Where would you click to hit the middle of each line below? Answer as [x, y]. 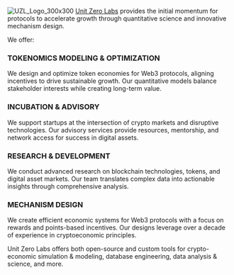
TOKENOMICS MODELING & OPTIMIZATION [84, 58]
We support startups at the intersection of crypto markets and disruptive [113, 122]
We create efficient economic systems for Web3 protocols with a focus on [116, 220]
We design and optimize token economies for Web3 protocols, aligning [111, 74]
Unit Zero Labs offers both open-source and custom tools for [96, 249]
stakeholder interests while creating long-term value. [84, 89]
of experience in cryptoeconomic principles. [72, 235]
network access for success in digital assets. [73, 137]
